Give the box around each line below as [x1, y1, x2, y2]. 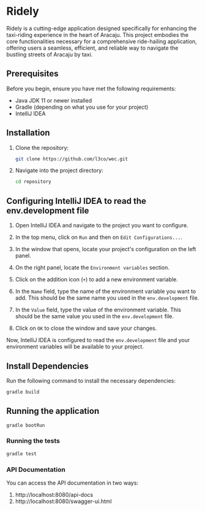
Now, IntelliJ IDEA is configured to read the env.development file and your [6, 337, 190, 344]
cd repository [15, 179, 51, 185]
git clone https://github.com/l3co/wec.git [15, 155, 129, 162]
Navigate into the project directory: [15, 167, 104, 174]
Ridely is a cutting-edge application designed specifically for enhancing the [6, 25, 197, 32]
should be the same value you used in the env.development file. [15, 313, 174, 320]
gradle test [6, 450, 37, 457]
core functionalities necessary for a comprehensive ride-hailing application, [6, 37, 197, 45]
